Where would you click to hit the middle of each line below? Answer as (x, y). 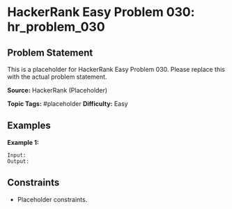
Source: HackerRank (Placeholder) (57, 90)
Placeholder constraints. (52, 199)
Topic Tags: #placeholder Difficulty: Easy (68, 104)
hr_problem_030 (56, 27)
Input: (17, 155)
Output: (18, 161)
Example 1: (23, 142)
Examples (29, 126)
